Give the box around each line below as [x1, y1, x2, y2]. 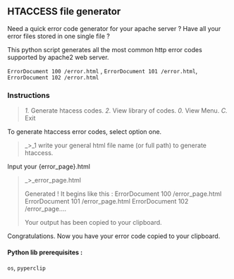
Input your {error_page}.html [7, 162, 90, 171]
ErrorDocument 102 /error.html [7, 74, 99, 81]
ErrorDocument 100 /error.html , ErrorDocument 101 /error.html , [7, 66, 198, 75]
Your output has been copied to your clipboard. [24, 218, 162, 227]
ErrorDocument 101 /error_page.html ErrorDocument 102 [24, 197, 189, 206]
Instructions [7, 90, 51, 100]
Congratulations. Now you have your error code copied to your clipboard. [7, 232, 221, 240]
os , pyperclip [7, 263, 46, 272]
